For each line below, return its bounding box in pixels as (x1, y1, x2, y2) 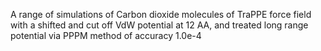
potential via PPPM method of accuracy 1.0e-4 (10, 30, 202, 41)
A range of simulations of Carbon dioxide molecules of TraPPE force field (10, 9, 312, 20)
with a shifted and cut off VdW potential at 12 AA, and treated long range (10, 19, 309, 31)
